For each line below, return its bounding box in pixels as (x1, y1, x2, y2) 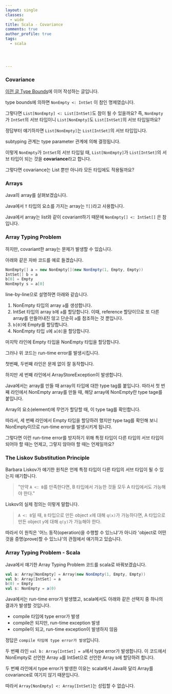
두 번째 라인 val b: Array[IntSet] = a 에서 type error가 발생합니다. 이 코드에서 (5, 648, 167, 654)
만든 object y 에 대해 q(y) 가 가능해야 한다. (17, 519, 102, 525)
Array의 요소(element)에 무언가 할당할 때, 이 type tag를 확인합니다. (5, 407, 141, 413)
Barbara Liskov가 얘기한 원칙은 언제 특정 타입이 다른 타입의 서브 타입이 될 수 (5, 466, 159, 473)
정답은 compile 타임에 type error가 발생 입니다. (5, 637, 100, 643)
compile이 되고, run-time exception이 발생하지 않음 (12, 626, 118, 632)
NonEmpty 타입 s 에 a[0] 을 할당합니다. (12, 328, 91, 334)
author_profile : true (5, 31, 52, 36)
